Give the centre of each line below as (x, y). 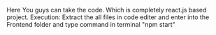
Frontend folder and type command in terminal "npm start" (91, 24)
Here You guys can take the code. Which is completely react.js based (107, 10)
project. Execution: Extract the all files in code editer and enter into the (108, 17)
